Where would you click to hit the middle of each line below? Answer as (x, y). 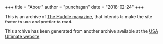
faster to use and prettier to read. (39, 22)
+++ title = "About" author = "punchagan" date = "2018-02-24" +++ (75, 7)
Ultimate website (22, 36)
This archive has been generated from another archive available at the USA (81, 31)
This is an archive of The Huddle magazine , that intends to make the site (79, 16)
